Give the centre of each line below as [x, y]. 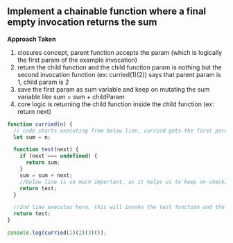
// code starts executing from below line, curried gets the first [113, 131]
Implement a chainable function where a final [107, 11]
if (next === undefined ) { [59, 156]
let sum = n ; [32, 137]
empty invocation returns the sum [82, 23]
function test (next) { [46, 150]
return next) [34, 111]
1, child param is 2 [43, 82]
